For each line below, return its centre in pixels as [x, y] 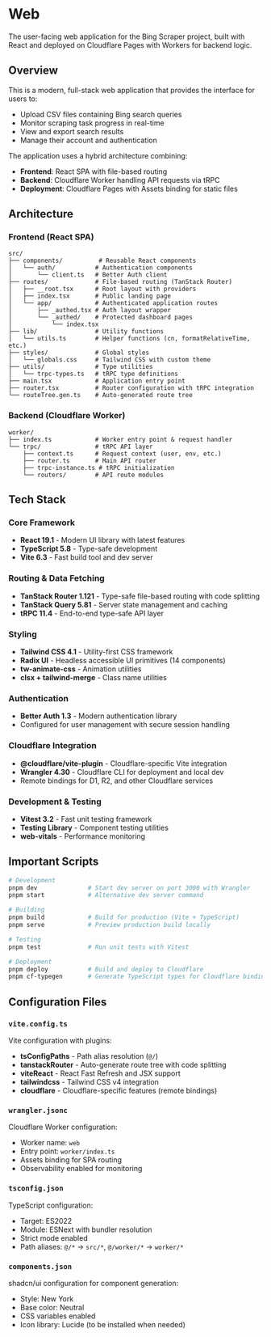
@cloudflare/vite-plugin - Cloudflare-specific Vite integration [123, 763]
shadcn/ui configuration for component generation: [94, 1283]
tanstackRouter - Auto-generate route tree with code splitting [123, 1065]
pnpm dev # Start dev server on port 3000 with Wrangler [129, 888]
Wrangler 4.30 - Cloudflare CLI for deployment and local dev [122, 772]
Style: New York [47, 1298]
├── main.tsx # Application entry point [97, 381]
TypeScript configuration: [51, 1205]
